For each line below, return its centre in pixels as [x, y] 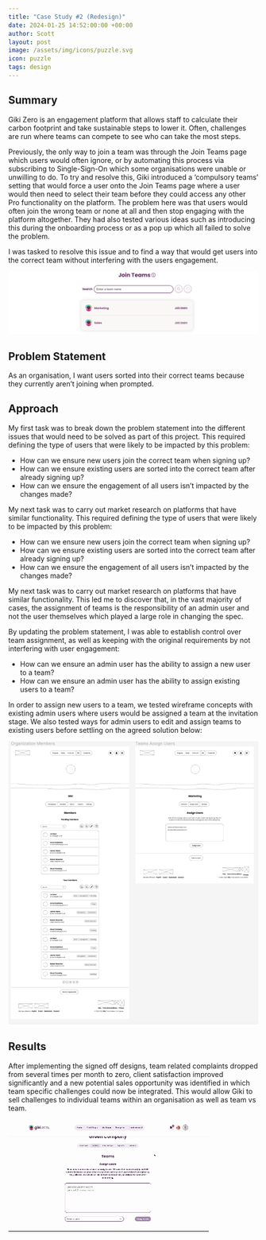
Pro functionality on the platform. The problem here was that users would [128, 202]
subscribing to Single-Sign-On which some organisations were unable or [127, 169]
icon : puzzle [30, 59]
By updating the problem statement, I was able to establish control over [125, 631]
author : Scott [32, 33]
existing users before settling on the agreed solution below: [105, 730]
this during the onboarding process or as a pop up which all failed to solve [130, 227]
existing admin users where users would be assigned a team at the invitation [133, 713]
